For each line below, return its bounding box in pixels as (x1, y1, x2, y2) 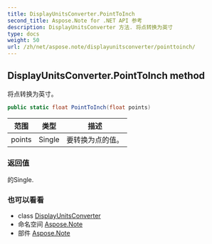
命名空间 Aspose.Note (17, 220, 83, 228)
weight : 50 (7, 37, 40, 44)
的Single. (7, 175, 34, 184)
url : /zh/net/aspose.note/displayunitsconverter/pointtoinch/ (7, 43, 196, 51)
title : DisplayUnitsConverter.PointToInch (7, 10, 135, 18)
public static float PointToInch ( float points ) (7, 104, 152, 111)
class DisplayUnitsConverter (17, 211, 101, 221)
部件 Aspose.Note (17, 229, 70, 238)
